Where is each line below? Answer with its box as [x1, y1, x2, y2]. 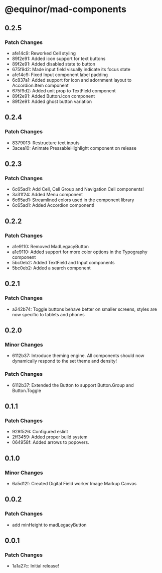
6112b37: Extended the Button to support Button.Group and [12, 382, 134, 388]
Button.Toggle [12, 387, 41, 393]
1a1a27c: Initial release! [12, 563, 59, 569]
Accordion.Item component [12, 82, 69, 88]
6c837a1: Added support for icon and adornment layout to [12, 77, 132, 83]
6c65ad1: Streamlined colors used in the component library [12, 197, 134, 203]
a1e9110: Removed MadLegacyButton [12, 243, 89, 249]
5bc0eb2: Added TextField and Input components [12, 259, 115, 265]
